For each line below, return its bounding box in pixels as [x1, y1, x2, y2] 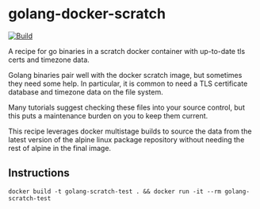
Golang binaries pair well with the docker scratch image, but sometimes [8, 70, 243, 79]
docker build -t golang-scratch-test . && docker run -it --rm [8, 188, 222, 195]
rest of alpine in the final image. [8, 143, 112, 153]
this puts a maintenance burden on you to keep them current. [8, 110, 208, 120]
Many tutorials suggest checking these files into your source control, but [8, 103, 246, 112]
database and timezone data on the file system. [8, 87, 164, 96]
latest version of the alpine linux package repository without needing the [8, 134, 245, 144]
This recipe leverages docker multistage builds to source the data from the [8, 126, 252, 136]
